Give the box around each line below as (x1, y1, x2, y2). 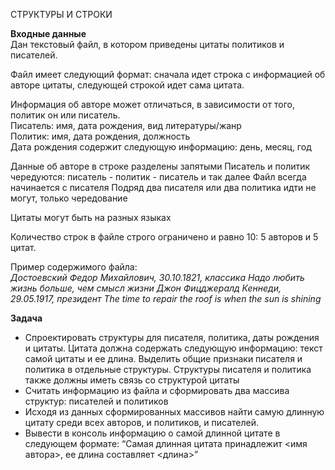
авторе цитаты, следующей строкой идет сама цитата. (10, 79, 245, 91)
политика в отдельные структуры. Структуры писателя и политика (24, 364, 312, 375)
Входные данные (10, 28, 87, 39)
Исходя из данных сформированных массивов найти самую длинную (24, 406, 325, 418)
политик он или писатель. (10, 109, 121, 121)
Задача (10, 312, 43, 324)
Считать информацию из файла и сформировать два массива (24, 385, 290, 396)
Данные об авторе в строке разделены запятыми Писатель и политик (10, 160, 311, 172)
